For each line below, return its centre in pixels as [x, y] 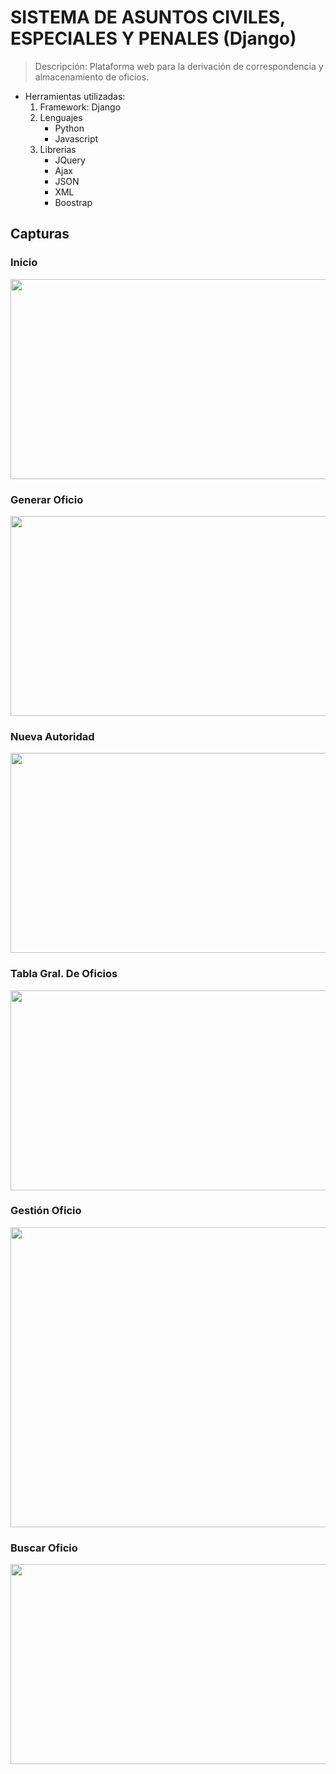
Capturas [40, 234]
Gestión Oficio [46, 1211]
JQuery [70, 160]
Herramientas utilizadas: [75, 96]
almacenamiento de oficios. [92, 77]
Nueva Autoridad [52, 736]
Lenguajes [61, 117]
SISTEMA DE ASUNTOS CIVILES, [148, 17]
